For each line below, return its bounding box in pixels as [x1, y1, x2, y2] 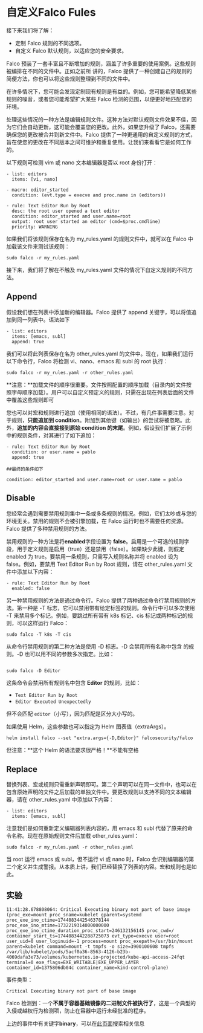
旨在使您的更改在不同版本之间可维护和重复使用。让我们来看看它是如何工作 [6, 138, 192, 146]
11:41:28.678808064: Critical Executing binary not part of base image [6, 907, 190, 913]
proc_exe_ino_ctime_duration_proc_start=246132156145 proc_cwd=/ [6, 928, 174, 934]
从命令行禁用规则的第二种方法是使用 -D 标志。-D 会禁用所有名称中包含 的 [6, 643, 189, 650]
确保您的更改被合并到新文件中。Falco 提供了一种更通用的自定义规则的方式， [6, 131, 196, 138]
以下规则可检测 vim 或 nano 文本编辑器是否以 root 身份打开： [6, 158, 158, 166]
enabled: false [11, 585, 50, 591]
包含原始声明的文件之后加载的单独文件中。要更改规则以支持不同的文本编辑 [6, 788, 192, 795]
